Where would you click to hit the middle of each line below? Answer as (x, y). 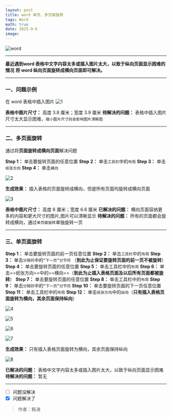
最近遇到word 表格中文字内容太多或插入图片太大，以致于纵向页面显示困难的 (85, 64)
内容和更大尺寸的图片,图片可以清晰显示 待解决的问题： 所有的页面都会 (88, 216)
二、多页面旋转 (24, 138)
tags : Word (17, 19)
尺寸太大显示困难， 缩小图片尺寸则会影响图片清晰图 (54, 119)
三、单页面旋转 (24, 241)
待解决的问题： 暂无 (26, 376)
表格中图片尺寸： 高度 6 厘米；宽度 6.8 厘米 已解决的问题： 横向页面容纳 (82, 209)
